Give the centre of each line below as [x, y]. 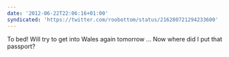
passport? [21, 46]
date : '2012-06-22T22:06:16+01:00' [58, 13]
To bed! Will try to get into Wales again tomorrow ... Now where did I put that [115, 39]
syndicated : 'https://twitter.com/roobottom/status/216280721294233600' [113, 20]
